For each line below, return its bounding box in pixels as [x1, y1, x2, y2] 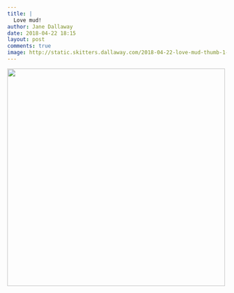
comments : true [7, 42, 52, 49]
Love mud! [13, 17, 42, 24]
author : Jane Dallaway [7, 23, 73, 30]
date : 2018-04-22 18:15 [7, 29, 77, 37]
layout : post [7, 36, 45, 43]
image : [7, 49, 26, 56]
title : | [7, 10, 33, 17]
